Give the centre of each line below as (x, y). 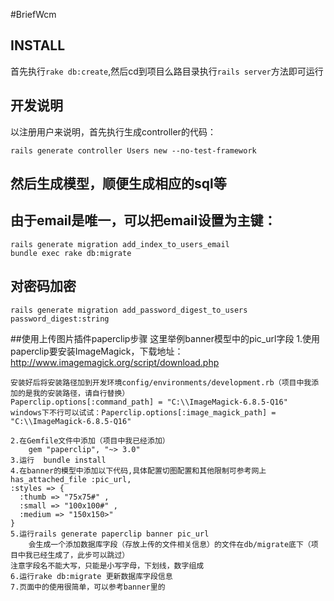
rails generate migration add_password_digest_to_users (129, 310)
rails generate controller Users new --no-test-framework (133, 150)
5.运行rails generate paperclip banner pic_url (110, 534)
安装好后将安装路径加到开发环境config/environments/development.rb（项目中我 (161, 382)
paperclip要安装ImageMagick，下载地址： (97, 351)
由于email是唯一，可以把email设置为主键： (143, 220)
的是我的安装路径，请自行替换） (73, 393)
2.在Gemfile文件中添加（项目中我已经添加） (90, 440)
